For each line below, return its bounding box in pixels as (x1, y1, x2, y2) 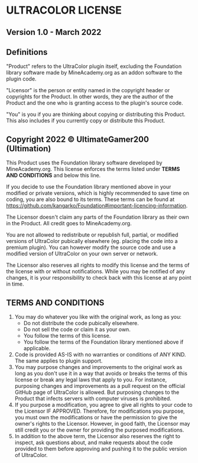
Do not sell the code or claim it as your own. (23, 326, 131, 333)
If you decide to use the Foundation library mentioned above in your (6, 183, 171, 190)
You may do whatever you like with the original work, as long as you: (14, 313, 182, 320)
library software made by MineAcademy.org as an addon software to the (6, 69, 183, 76)
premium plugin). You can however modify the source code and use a (6, 244, 176, 251)
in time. (6, 280, 25, 287)
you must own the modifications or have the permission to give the (14, 414, 177, 421)
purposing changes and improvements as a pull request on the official (14, 383, 185, 390)
